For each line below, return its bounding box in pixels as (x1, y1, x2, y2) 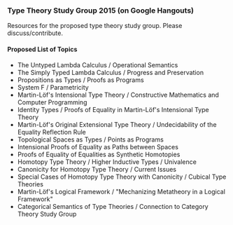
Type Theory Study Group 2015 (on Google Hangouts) (7, 6, 195, 15)
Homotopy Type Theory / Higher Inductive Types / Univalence (17, 157, 197, 166)
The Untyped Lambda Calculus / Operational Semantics (17, 60, 178, 69)
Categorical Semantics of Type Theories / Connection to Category (17, 202, 209, 210)
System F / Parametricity (17, 83, 89, 91)
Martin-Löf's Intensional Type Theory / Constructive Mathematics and (17, 90, 219, 99)
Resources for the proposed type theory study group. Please (7, 22, 183, 30)
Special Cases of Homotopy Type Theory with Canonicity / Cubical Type (17, 172, 227, 181)
